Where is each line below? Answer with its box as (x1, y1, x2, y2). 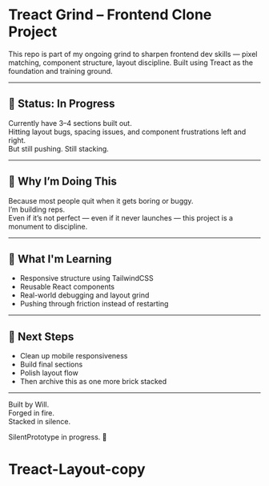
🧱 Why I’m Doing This (8, 175, 118, 188)
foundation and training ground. (8, 66, 114, 75)
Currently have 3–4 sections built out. (8, 118, 132, 128)
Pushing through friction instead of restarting (19, 299, 169, 309)
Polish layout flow (19, 368, 78, 378)
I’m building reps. (8, 205, 66, 214)
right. (8, 135, 26, 145)
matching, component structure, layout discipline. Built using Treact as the (8, 58, 254, 67)
